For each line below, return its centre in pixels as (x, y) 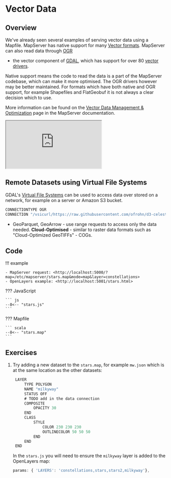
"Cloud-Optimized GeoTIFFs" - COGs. (52, 235)
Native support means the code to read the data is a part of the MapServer (83, 76)
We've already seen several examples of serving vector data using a (77, 40)
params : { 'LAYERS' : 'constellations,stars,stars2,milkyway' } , (81, 471)
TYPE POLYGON (38, 385)
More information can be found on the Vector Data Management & (75, 107)
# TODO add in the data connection (62, 398)
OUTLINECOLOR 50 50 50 (66, 432)
